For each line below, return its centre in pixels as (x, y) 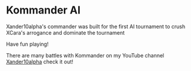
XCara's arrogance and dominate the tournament (66, 32)
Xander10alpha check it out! (40, 62)
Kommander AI (43, 10)
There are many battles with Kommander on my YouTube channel (85, 55)
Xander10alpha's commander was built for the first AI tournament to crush (96, 26)
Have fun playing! (27, 44)
